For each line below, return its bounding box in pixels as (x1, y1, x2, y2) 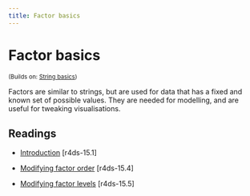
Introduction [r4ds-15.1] (19, 148, 98, 158)
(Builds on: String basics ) (8, 73, 78, 81)
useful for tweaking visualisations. (8, 103, 121, 113)
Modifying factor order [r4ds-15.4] (19, 163, 134, 173)
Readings (8, 126, 57, 140)
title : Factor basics (8, 11, 81, 20)
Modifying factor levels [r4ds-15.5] (19, 179, 135, 189)
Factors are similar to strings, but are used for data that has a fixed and (8, 86, 243, 96)
